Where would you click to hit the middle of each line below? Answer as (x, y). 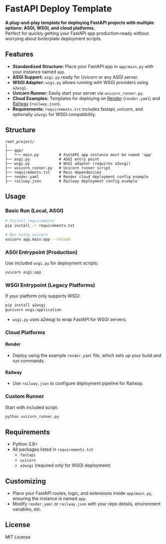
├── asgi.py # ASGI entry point (52, 159)
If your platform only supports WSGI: (43, 296)
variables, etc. (27, 509)
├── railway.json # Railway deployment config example (71, 181)
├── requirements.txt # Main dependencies (53, 172)
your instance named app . (39, 72)
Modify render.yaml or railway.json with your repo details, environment (86, 504)
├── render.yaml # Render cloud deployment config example (77, 177)
